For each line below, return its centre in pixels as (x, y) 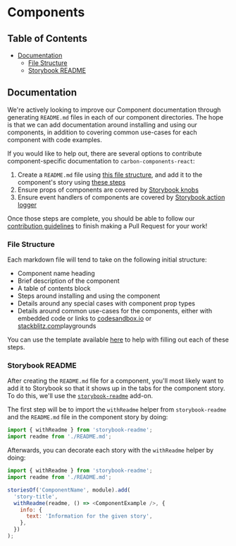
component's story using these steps (72, 182)
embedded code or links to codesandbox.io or (85, 318)
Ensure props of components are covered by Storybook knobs (108, 190)
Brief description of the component (68, 281)
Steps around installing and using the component (89, 296)
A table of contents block (54, 289)
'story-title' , (36, 496)
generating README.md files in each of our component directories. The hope (116, 117)
